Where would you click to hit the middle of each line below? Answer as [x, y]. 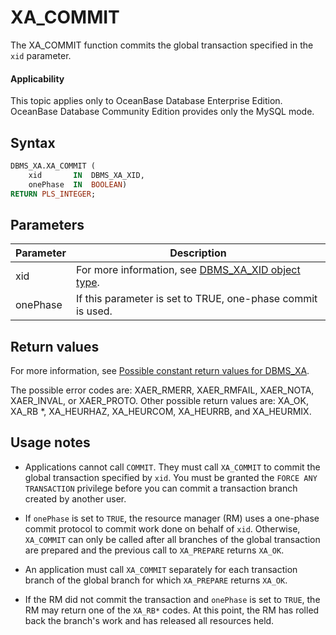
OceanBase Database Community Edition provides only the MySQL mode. [162, 112]
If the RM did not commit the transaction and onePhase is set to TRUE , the [172, 599]
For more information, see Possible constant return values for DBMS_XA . [160, 371]
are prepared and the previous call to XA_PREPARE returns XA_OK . [154, 550]
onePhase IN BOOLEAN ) [78, 184]
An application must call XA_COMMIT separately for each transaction [161, 569]
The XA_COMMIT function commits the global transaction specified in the [162, 45]
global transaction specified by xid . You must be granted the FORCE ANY [171, 477]
